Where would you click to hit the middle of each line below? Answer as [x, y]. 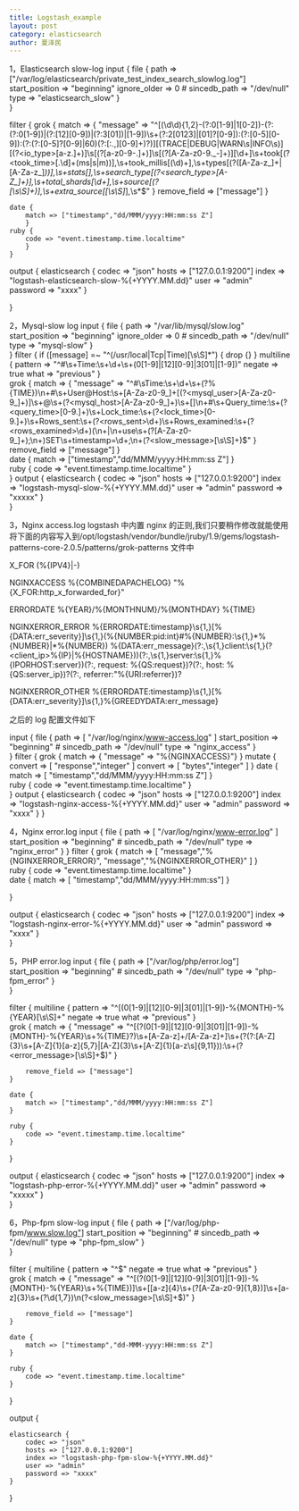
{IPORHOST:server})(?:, [53, 665]
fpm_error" [29, 981]
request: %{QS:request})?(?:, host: [161, 665]
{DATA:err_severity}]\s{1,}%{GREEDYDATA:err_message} [114, 701]
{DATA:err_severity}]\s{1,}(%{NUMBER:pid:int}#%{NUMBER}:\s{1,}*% [138, 636]
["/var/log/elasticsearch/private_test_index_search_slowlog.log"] [128, 79]
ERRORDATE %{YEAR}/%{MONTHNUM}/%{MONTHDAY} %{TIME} [133, 609]
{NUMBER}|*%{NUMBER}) [59, 646]
